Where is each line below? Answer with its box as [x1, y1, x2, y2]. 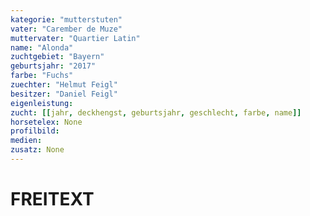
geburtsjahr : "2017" [10, 61, 97, 71]
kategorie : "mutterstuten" [10, 14, 123, 25]
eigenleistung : [10, 98, 74, 108]
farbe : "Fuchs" [10, 71, 74, 81]
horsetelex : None [10, 117, 83, 127]
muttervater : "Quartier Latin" [10, 33, 141, 43]
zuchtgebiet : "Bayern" [10, 52, 105, 62]
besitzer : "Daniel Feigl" [10, 89, 118, 99]
